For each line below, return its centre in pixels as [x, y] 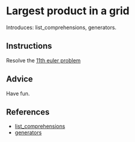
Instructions [29, 46]
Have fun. [18, 93]
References [28, 112]
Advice [20, 79]
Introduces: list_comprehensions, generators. [61, 27]
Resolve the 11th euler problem [44, 60]
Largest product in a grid [68, 11]
